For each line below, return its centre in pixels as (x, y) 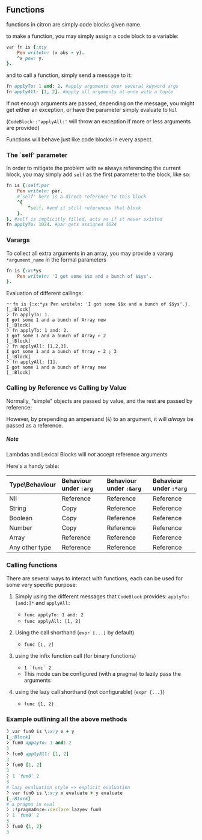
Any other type (30, 547)
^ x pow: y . (31, 58)
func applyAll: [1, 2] (52, 621)
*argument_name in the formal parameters (57, 259)
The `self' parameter (37, 155)
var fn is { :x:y (26, 47)
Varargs (18, 240)
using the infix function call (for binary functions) (75, 655)
